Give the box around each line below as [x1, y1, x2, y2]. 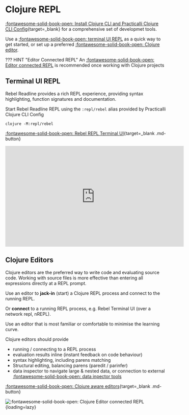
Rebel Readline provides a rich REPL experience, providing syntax [5, 91, 144, 97]
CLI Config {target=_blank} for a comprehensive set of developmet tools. [5, 26, 157, 32]
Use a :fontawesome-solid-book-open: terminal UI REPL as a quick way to [5, 36, 161, 42]
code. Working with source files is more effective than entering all [5, 275, 144, 281]
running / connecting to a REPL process [12, 346, 96, 352]
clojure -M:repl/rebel [5, 121, 53, 126]
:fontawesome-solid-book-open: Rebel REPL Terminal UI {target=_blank [5, 130, 155, 136]
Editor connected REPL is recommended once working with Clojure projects [5, 62, 165, 68]
